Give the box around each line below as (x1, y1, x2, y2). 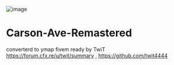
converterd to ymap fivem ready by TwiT (6, 45, 105, 53)
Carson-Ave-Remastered (6, 27, 132, 40)
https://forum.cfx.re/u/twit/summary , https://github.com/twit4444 (6, 52, 168, 59)
